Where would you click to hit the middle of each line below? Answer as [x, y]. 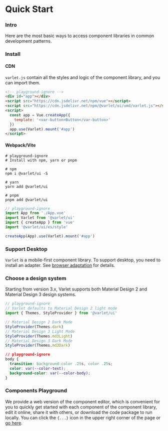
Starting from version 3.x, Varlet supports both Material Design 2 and [76, 289]
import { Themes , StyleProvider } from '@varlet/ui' [61, 313]
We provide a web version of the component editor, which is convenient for [82, 401]
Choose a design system [36, 278]
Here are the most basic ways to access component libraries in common [80, 36]
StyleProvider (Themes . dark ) [34, 327]
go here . [14, 423]
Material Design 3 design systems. [41, 295]
